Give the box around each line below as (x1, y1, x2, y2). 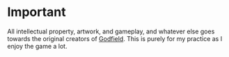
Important (7, 4, 66, 20)
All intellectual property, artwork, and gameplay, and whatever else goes (7, 27, 215, 35)
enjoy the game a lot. (7, 42, 68, 50)
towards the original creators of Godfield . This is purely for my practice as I (7, 34, 223, 42)
